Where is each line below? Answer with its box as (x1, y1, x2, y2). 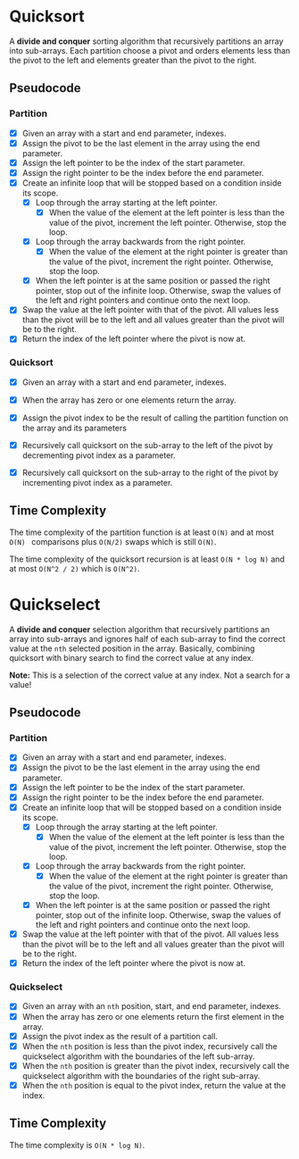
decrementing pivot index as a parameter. (21, 449, 176, 461)
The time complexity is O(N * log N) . (9, 1139, 145, 1150)
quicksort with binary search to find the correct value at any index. (9, 652, 254, 663)
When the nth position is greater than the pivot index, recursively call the (21, 1060, 290, 1071)
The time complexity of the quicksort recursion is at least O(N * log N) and (9, 554, 286, 564)
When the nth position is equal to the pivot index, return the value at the (21, 1080, 287, 1090)
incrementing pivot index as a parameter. (21, 477, 173, 488)
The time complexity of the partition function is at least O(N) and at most (9, 527, 275, 538)
